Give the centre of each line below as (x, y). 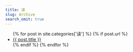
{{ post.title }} (27, 39)
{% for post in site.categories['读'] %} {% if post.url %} (70, 34)
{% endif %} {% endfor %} (41, 45)
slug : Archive (20, 14)
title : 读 (15, 10)
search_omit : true (25, 19)
